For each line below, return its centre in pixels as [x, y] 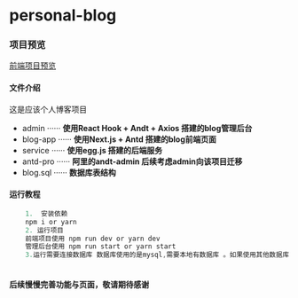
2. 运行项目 [44, 230]
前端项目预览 [32, 66]
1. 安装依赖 [47, 214]
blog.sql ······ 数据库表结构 [69, 172]
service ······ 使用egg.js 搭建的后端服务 [92, 150]
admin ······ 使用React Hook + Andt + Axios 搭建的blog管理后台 [137, 128]
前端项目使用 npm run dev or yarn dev [93, 239]
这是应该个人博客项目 [48, 109]
